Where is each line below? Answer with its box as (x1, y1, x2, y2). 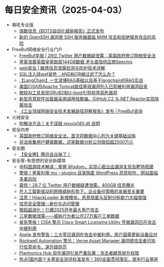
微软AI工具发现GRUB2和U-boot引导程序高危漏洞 (19, 89, 118, 95)
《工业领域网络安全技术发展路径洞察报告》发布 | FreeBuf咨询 (19, 108, 143, 114)
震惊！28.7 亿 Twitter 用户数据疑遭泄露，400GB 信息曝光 (19, 182, 135, 188)
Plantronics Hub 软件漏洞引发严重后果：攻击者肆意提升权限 (19, 250, 139, 256)
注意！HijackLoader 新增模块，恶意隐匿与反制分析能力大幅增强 (19, 194, 147, 200)
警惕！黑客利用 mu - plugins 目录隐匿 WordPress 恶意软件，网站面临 (19, 170, 159, 176)
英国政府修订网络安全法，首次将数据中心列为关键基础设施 (19, 133, 136, 139)
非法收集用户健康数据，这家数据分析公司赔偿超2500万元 (19, 139, 134, 145)
